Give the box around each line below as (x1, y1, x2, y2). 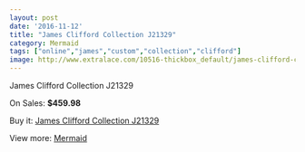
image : (9, 55, 34, 64)
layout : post (9, 13, 59, 23)
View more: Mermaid (9, 133, 88, 143)
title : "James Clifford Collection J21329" (9, 30, 177, 39)
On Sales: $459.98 (9, 98, 82, 109)
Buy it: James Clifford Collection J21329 (9, 115, 160, 126)
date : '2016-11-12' (9, 22, 84, 31)
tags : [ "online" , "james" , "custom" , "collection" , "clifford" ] (9, 47, 242, 56)
